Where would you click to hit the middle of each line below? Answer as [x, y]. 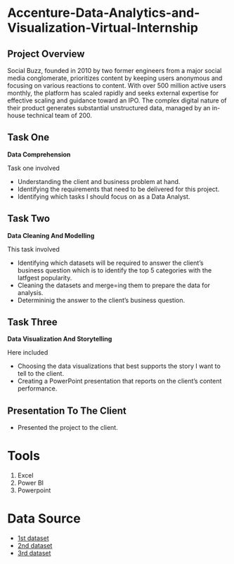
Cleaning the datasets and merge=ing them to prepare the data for [114, 285]
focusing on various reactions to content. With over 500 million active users [117, 85]
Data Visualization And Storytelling [60, 339]
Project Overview [46, 54]
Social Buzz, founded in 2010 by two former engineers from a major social [115, 71]
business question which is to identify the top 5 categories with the [115, 270]
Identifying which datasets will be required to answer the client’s [110, 263]
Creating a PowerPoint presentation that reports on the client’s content [119, 381]
